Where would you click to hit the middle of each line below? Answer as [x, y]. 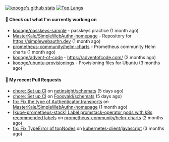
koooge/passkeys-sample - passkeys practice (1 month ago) [75, 31]
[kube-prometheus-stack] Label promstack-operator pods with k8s [82, 112]
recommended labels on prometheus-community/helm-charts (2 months [88, 118]
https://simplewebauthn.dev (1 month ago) [57, 41]
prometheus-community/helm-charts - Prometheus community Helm [84, 47]
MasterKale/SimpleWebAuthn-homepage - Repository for [72, 36]
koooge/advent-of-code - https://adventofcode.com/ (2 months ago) [84, 58]
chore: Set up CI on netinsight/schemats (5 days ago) [68, 91]
